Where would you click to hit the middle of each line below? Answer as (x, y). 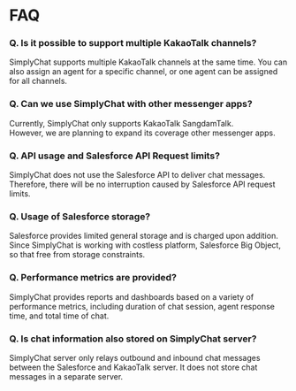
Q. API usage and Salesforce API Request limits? (115, 156)
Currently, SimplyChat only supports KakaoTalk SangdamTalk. (121, 123)
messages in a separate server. (66, 376)
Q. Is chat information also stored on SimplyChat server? (133, 339)
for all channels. (38, 81)
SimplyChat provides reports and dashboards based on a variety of (132, 296)
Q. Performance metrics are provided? (93, 278)
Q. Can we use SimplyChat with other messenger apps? (131, 104)
